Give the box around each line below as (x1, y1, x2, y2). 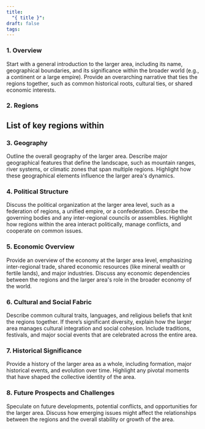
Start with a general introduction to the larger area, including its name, (6, 60, 183, 67)
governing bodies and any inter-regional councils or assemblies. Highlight (6, 214, 193, 222)
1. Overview (6, 47, 42, 55)
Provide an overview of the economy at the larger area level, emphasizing (6, 256, 192, 264)
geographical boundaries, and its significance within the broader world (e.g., (6, 67, 199, 74)
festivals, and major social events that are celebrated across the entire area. (6, 331, 198, 338)
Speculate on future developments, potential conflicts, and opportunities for (6, 402, 198, 410)
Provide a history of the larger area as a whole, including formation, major (6, 360, 192, 368)
